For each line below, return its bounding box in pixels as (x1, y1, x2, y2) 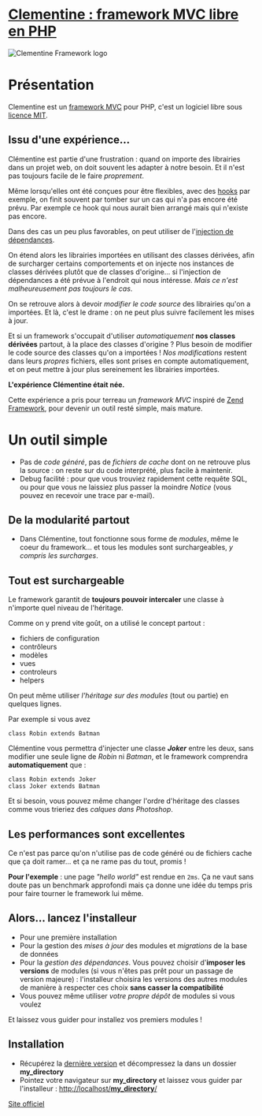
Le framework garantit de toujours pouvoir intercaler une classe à (8, 595, 224, 604)
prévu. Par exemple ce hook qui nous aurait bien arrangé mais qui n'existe (8, 203, 249, 212)
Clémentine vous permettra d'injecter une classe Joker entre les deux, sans (8, 743, 254, 753)
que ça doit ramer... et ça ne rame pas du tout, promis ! (8, 857, 186, 866)
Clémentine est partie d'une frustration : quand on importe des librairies (8, 154, 241, 163)
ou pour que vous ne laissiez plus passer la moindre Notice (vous (19, 482, 232, 492)
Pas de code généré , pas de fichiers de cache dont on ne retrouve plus (19, 457, 251, 467)
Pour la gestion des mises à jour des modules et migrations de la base (19, 940, 248, 950)
